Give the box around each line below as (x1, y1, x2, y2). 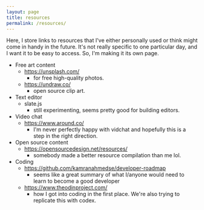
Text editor (15, 93, 42, 101)
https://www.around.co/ (24, 120, 84, 127)
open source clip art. (33, 87, 86, 95)
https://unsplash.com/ (24, 68, 80, 75)
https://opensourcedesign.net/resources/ (24, 145, 128, 152)
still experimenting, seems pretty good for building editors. (33, 107, 180, 114)
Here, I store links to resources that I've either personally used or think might (6, 37, 198, 44)
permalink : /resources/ (6, 20, 67, 26)
